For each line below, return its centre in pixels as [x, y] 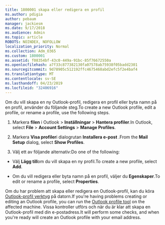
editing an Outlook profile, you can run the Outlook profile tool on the [75, 201]
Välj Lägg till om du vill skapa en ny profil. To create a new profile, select [84, 161]
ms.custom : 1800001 [25, 56]
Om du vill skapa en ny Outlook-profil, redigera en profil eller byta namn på [81, 102]
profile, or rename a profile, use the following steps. [57, 112]
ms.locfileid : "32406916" [32, 88]
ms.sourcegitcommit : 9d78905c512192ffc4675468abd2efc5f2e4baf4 [71, 70]
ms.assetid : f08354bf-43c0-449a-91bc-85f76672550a [58, 60]
